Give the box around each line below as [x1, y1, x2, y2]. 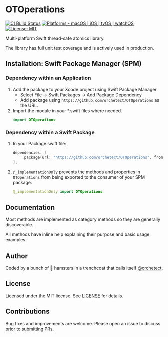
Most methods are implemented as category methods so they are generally [5, 216, 161, 222]
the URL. [20, 102, 38, 108]
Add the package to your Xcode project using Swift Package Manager [12, 86, 157, 92]
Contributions [5, 307, 50, 316]
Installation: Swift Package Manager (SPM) [5, 59, 142, 68]
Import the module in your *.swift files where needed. [12, 107, 122, 114]
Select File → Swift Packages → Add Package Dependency [20, 92, 142, 98]
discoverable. [5, 222, 34, 228]
